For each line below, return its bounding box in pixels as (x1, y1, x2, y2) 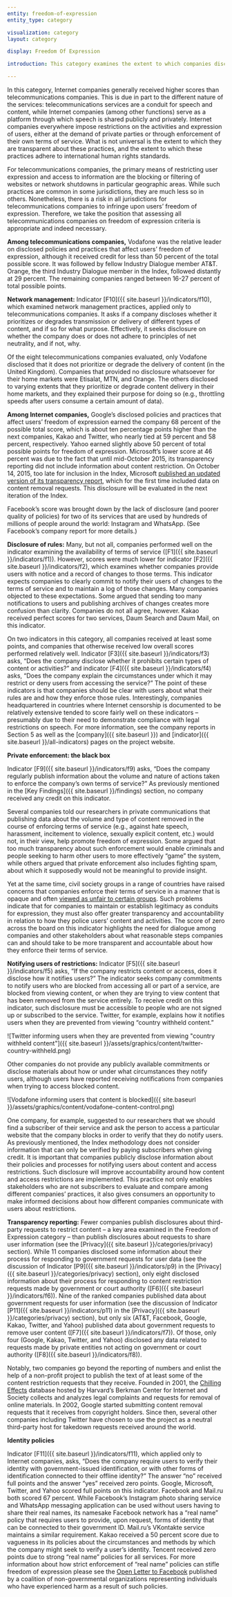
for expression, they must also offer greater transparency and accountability (7, 909, 224, 917)
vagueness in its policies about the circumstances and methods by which (7, 1538, 216, 1546)
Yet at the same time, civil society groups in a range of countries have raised (7, 880, 225, 888)
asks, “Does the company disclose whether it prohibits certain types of (7, 657, 209, 665)
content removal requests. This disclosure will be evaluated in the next (7, 484, 208, 492)
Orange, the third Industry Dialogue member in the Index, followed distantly (7, 267, 222, 275)
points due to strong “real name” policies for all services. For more (7, 1553, 195, 1561)
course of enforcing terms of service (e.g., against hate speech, (7, 822, 189, 830)
